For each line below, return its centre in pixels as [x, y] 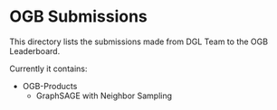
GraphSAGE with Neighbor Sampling [104, 96]
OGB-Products [50, 86]
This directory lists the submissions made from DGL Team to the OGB [139, 41]
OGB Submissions [78, 17]
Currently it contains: [48, 69]
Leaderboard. [35, 50]
